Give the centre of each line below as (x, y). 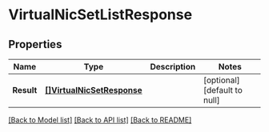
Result (25, 90)
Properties (35, 44)
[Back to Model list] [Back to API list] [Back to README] (100, 120)
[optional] (221, 80)
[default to (223, 90)
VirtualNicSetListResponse (100, 15)
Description (173, 67)
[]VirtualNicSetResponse (94, 90)
